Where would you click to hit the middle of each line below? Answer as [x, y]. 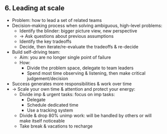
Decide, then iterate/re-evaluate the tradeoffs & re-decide [79, 46]
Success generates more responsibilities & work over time [72, 84]
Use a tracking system [50, 110]
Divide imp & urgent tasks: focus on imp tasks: [67, 94]
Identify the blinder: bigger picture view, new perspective [78, 31]
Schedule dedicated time [52, 105]
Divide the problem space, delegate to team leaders [80, 68]
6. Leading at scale [34, 8]
